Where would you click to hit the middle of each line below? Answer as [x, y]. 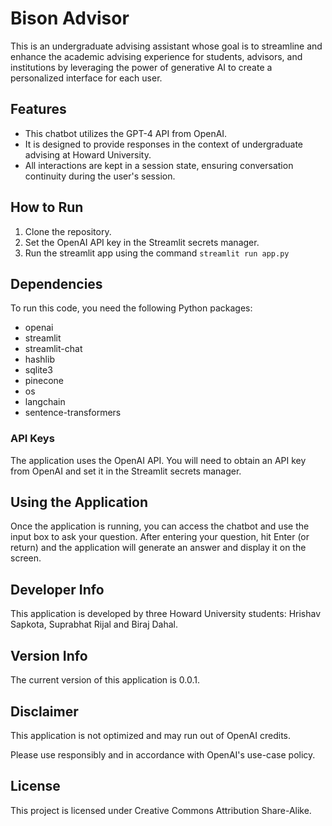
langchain [45, 402]
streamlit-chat [53, 349]
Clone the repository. [68, 231]
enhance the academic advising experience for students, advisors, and [156, 56]
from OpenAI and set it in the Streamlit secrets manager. [126, 471]
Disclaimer [44, 711]
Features [38, 109]
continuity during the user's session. [100, 176]
